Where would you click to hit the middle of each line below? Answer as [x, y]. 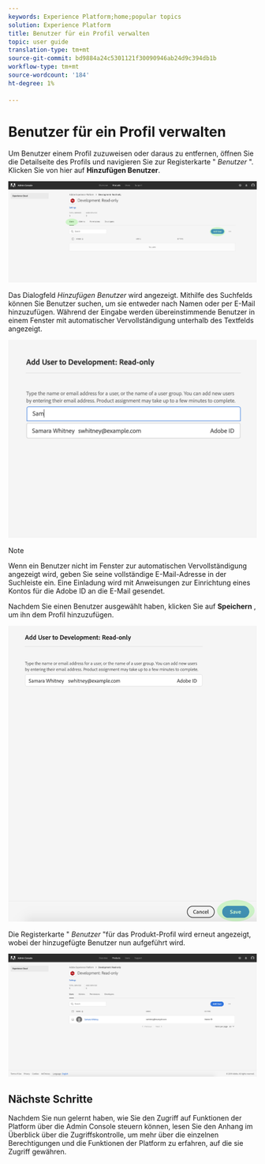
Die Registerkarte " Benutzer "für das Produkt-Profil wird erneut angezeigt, [130, 934]
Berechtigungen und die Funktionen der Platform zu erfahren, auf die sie [126, 1143]
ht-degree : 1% [32, 83]
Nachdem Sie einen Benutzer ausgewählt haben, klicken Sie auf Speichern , [132, 606]
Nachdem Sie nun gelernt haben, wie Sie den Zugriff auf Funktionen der [125, 1118]
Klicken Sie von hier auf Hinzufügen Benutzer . [84, 171]
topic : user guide [38, 42]
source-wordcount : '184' [49, 75]
